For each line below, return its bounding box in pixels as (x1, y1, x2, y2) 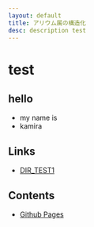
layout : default (8, 11, 62, 20)
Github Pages (19, 210, 65, 219)
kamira (19, 121, 43, 131)
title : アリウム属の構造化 (8, 19, 87, 27)
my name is (19, 113, 58, 123)
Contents (8, 188, 55, 202)
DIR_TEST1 (19, 166, 55, 175)
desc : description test (8, 26, 87, 34)
